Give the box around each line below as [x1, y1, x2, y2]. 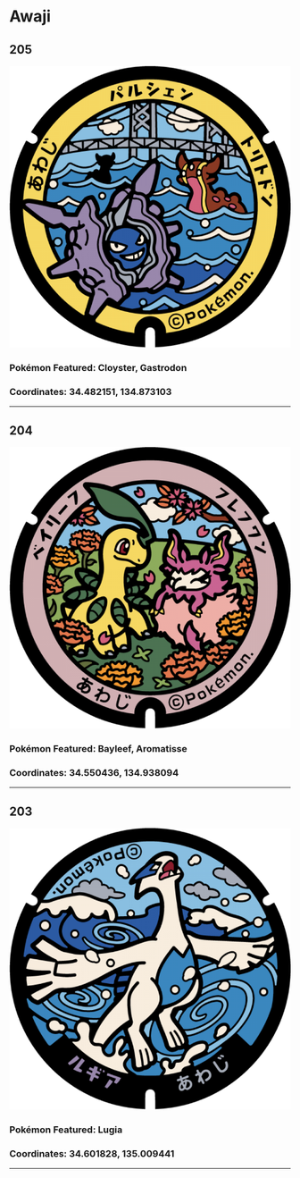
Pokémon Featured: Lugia [9, 1123, 123, 1136]
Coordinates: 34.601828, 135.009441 [9, 1147, 175, 1159]
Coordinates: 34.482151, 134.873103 [9, 385, 172, 398]
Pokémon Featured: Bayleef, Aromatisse [9, 742, 187, 754]
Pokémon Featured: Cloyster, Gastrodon [9, 361, 187, 374]
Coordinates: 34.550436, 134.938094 [9, 766, 179, 778]
